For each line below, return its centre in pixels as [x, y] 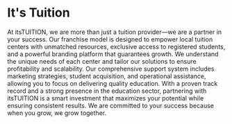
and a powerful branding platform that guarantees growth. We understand [113, 54]
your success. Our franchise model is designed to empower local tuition [110, 39]
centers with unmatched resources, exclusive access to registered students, [116, 46]
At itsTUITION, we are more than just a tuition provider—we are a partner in [115, 32]
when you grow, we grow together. [57, 113]
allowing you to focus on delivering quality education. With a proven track [113, 83]
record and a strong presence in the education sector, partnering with [107, 91]
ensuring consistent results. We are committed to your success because [110, 105]
